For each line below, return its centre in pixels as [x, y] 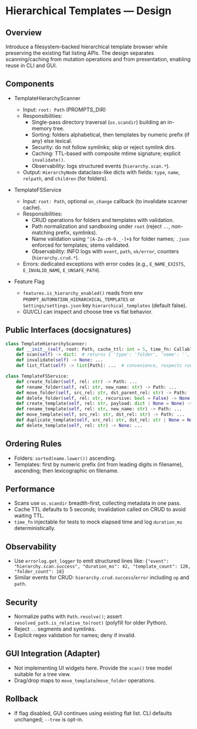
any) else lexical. [52, 141]
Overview [24, 33]
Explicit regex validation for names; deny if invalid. [75, 635]
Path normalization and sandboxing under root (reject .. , [101, 226]
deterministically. [35, 528]
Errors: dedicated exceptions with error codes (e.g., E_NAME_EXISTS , [104, 264]
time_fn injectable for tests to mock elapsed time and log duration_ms [98, 522]
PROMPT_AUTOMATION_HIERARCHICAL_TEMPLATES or [79, 299]
